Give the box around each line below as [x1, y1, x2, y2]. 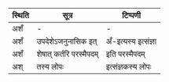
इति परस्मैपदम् [105, 48, 145, 59]
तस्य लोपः [36, 62, 64, 72]
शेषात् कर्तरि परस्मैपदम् [36, 48, 99, 59]
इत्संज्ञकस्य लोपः [105, 62, 152, 72]
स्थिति [12, 10, 29, 20]
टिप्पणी [121, 10, 141, 20]
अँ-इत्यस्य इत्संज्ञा [105, 36, 157, 46]
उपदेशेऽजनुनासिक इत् [36, 36, 97, 46]
